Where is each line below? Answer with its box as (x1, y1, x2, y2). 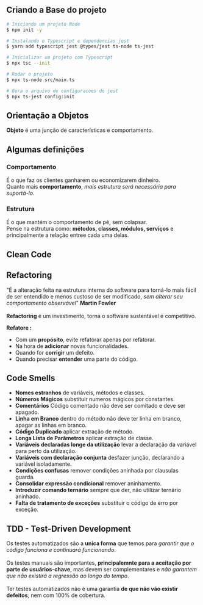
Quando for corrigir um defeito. (15, 349, 95, 356)
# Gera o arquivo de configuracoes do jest (6, 88, 119, 94)
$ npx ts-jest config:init (6, 93, 75, 100)
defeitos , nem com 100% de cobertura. (6, 592, 105, 599)
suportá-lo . (6, 189, 35, 197)
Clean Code (6, 249, 52, 259)
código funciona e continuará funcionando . (6, 546, 116, 554)
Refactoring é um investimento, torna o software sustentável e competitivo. (6, 312, 196, 319)
